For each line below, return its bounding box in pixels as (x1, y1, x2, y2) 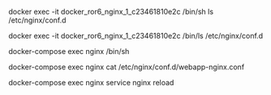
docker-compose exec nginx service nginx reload (8, 78, 174, 87)
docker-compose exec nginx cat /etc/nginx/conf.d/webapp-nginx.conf (8, 62, 245, 72)
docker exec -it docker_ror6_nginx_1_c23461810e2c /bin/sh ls (8, 7, 213, 16)
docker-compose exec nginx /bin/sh (8, 47, 130, 56)
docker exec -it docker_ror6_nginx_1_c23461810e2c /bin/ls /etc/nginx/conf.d (8, 31, 264, 40)
